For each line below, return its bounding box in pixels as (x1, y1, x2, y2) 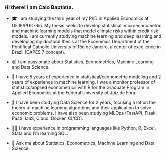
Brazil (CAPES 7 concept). (11, 49, 66, 55)
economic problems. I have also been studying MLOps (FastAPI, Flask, (11, 110, 157, 116)
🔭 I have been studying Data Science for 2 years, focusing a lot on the (11, 99, 156, 106)
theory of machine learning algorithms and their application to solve (11, 105, 152, 111)
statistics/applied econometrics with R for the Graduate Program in (11, 84, 149, 91)
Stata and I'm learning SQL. (11, 130, 68, 136)
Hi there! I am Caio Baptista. (4, 4, 73, 11)
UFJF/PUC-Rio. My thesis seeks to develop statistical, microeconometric (11, 23, 162, 29)
